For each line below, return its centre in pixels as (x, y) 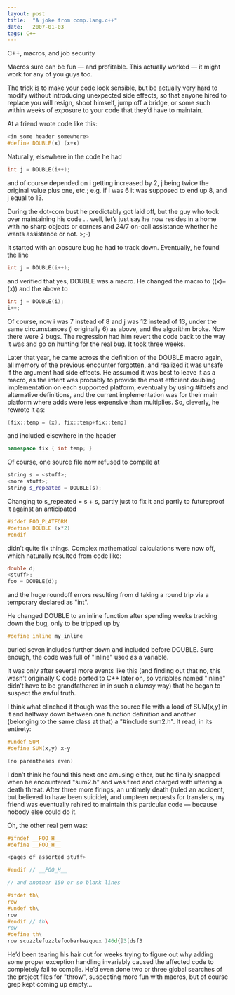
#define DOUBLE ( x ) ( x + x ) (43, 143)
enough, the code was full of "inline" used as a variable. (88, 657)
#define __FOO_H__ (34, 845)
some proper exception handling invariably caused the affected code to (110, 962)
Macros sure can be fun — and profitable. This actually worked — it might (114, 67)
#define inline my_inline (45, 636)
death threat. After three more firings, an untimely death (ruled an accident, (116, 789)
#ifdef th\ (23, 895)
